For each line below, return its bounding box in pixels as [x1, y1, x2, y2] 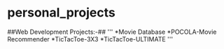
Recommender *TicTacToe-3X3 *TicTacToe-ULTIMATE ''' [7, 35, 174, 43]
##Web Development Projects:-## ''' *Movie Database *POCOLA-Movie [7, 28, 217, 36]
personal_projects [7, 5, 115, 21]
